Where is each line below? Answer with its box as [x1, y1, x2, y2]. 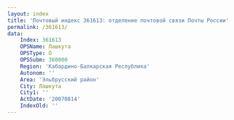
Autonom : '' [20, 69, 55, 76]
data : [7, 30, 23, 37]
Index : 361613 [20, 37, 62, 44]
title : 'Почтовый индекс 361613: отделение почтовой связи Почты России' [7, 17, 230, 24]
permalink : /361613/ [7, 23, 69, 30]
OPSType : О [20, 50, 52, 57]
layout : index [7, 10, 49, 18]
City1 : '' [20, 89, 49, 96]
